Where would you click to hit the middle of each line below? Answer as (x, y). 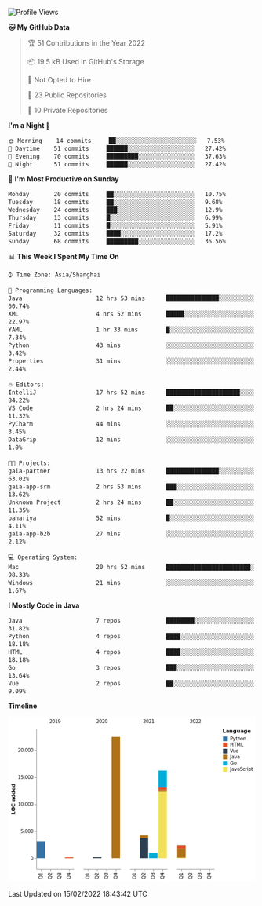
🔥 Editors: (26, 385)
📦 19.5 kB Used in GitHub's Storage (86, 62)
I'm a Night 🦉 (29, 125)
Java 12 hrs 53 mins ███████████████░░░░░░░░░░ (131, 298)
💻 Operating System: (43, 557)
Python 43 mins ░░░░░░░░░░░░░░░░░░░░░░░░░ (131, 345)
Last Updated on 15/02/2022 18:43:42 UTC (78, 894)
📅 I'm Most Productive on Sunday (64, 179)
